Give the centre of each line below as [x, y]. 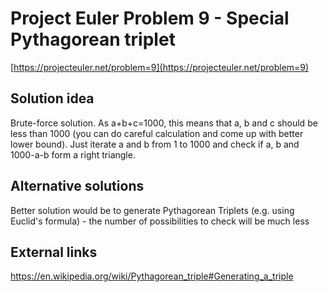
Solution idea [52, 98]
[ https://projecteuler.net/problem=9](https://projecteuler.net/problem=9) [160, 67]
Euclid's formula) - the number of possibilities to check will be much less [160, 221]
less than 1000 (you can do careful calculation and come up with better [157, 133]
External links [54, 252]
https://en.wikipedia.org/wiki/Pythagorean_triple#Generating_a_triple [152, 276]
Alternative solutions [77, 186]
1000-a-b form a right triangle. [73, 154]
